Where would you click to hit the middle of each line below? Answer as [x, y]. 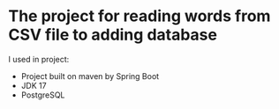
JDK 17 [34, 85]
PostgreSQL [43, 95]
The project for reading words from [139, 16]
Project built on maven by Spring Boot [90, 76]
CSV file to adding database [113, 35]
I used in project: [39, 59]
